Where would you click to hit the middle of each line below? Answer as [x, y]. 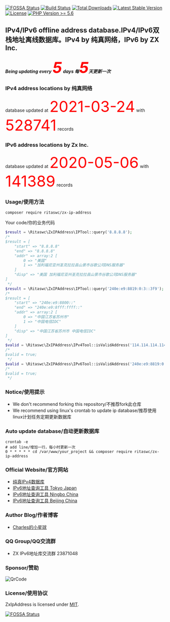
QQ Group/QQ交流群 [31, 542]
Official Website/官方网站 [37, 470]
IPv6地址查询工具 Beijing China [45, 501]
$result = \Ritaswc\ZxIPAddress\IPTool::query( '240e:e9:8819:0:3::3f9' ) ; [85, 288]
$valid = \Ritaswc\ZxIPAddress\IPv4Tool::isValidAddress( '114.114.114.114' [87, 345]
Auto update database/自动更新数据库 [52, 431]
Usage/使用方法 [25, 201]
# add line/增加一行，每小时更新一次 [40, 447]
